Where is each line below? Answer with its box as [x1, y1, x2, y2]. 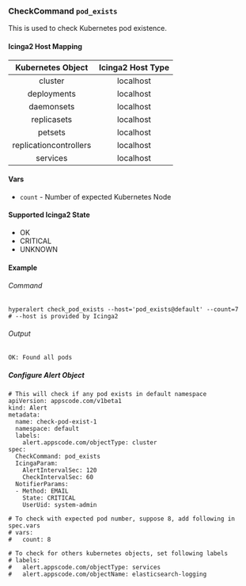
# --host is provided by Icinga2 [8, 312, 119, 320]
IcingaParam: [15, 459, 59, 467]
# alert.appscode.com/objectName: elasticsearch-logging [8, 570, 207, 578]
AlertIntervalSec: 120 [22, 466, 97, 474]
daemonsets [28, 101, 75, 112]
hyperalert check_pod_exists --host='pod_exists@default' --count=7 [8, 305, 239, 314]
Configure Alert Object [8, 370, 85, 379]
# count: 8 [8, 535, 51, 543]
